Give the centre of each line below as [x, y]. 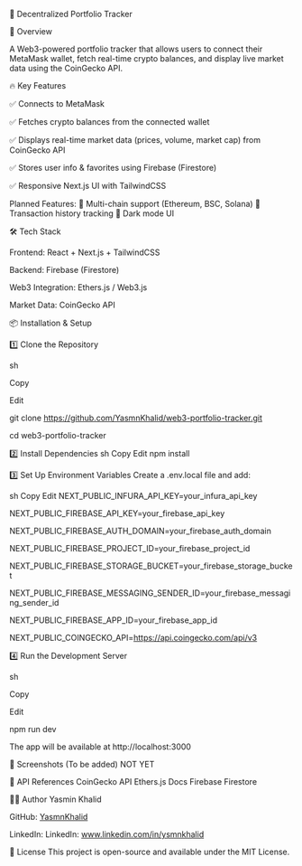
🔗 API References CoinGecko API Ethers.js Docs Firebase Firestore [133, 781]
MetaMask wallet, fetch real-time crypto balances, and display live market [146, 58]
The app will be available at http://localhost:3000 [101, 747]
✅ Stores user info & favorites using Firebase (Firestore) [113, 168]
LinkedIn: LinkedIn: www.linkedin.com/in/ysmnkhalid [107, 834]
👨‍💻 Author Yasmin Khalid [55, 799]
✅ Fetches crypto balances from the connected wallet [110, 122]
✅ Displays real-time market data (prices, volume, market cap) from [135, 140]
